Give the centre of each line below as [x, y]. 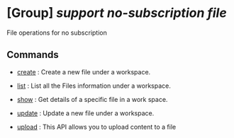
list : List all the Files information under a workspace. [94, 86]
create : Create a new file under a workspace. [84, 71]
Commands [33, 55]
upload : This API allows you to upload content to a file [96, 127]
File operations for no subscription [57, 33]
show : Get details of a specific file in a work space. [92, 99]
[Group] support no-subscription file [117, 13]
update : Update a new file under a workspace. [85, 113]
